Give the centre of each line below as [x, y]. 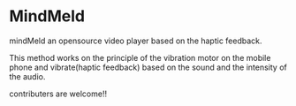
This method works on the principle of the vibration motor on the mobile [140, 57]
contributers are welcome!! [58, 94]
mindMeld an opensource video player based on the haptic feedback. [136, 41]
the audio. [27, 76]
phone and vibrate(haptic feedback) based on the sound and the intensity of [148, 67]
